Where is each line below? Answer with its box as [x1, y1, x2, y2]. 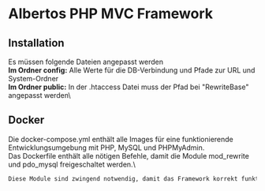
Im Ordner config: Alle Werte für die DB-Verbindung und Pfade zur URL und [8, 66, 256, 75]
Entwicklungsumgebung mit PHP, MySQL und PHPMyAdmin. [8, 143, 205, 152]
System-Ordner [8, 74, 59, 83]
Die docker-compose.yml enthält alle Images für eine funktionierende [8, 134, 234, 144]
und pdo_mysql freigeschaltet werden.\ [8, 159, 136, 169]
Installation [8, 36, 65, 50]
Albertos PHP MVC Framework [8, 5, 213, 23]
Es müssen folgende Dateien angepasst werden [8, 57, 164, 66]
